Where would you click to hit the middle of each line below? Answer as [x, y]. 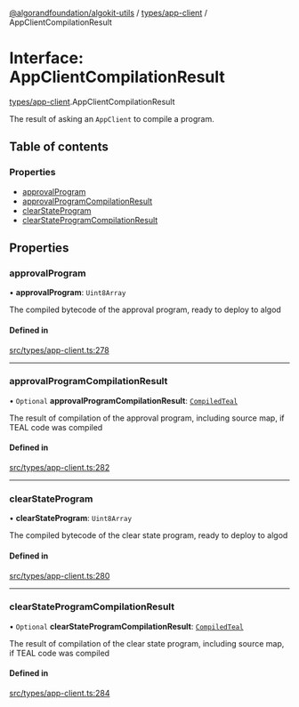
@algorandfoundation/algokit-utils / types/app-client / [108, 13]
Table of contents [59, 147]
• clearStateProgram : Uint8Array [70, 518]
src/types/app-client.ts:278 [59, 349]
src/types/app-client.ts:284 [60, 694]
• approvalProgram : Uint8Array [68, 293]
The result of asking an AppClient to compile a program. [112, 118]
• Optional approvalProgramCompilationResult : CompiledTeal [124, 400]
